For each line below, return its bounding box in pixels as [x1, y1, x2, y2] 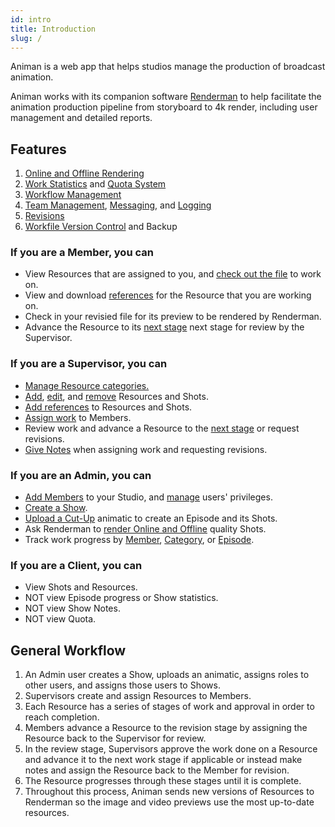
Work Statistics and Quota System [24, 178, 167, 190]
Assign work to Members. [24, 411, 132, 423]
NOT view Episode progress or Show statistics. [24, 592, 219, 604]
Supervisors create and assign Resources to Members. [24, 690, 252, 702]
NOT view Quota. [24, 613, 97, 625]
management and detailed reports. [10, 112, 153, 124]
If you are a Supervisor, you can [10, 357, 168, 371]
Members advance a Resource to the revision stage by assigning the [24, 722, 308, 734]
